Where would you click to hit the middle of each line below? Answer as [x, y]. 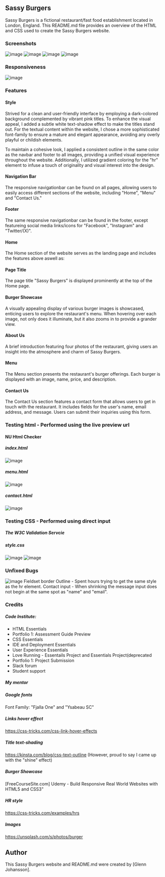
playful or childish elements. [34, 140]
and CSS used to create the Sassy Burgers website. [58, 30]
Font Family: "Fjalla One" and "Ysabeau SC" [50, 707]
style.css [15, 545]
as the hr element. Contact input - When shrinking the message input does [81, 586]
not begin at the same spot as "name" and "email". [56, 592]
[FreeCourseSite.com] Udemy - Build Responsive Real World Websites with [82, 784]
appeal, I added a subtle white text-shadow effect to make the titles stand [80, 124]
